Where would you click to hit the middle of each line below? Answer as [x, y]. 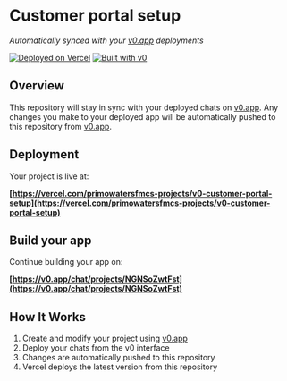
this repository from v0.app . [60, 126]
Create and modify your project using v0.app [105, 339]
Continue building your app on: [66, 262]
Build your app [51, 240]
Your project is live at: [49, 176]
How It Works [48, 317]
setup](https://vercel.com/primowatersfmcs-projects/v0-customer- [140, 203]
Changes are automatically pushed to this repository [118, 358]
